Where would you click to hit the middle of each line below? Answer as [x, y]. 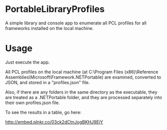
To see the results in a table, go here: [43, 112]
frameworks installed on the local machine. [49, 28]
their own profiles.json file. [32, 103]
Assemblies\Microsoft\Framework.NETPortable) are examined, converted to [83, 77]
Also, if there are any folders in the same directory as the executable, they [81, 92]
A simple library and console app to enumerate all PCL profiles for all [76, 23]
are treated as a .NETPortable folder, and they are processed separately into [84, 97]
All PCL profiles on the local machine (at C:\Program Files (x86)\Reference [82, 72]
